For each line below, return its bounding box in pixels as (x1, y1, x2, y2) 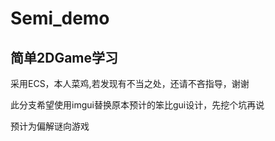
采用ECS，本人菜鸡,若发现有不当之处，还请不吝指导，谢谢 (10, 78, 250, 89)
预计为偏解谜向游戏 (10, 120, 90, 132)
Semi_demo (10, 7, 110, 30)
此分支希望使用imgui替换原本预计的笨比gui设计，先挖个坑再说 (10, 99, 265, 111)
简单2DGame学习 (10, 49, 119, 66)
